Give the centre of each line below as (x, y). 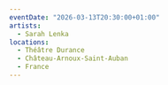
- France (33, 67)
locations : (29, 42)
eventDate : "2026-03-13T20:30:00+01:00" (85, 17)
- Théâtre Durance (51, 50)
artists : (25, 26)
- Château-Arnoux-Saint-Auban (73, 58)
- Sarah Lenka (43, 34)
